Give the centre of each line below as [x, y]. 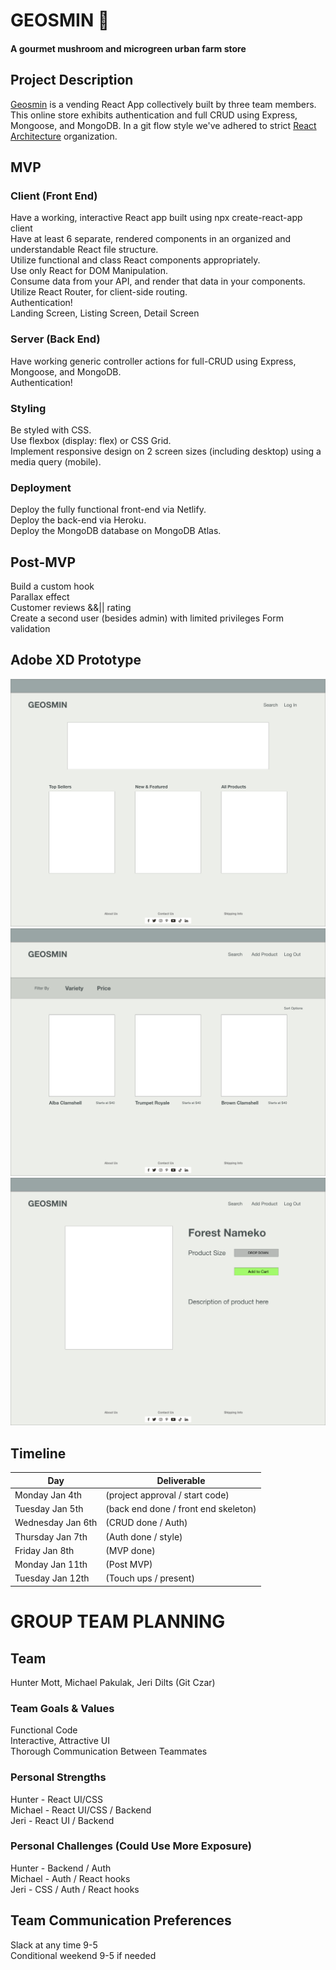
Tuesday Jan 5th [49, 1509]
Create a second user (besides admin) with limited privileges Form [147, 618]
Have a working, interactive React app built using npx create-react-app [156, 218]
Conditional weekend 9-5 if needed [83, 1955]
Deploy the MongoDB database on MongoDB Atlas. [116, 531]
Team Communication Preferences [121, 1920]
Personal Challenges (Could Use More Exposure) [131, 1846]
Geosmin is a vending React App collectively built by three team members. [163, 104]
